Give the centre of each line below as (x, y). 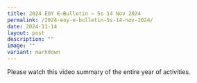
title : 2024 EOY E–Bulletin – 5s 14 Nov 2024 (74, 13)
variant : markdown (34, 53)
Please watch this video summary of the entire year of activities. (99, 72)
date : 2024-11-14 (32, 26)
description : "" (31, 39)
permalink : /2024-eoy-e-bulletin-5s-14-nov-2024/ (80, 20)
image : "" (22, 46)
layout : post (26, 33)
